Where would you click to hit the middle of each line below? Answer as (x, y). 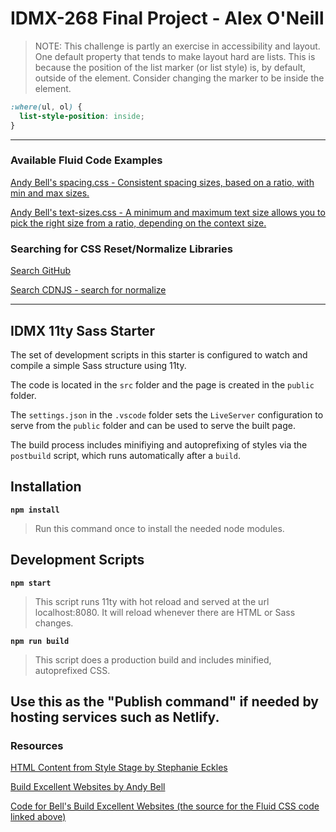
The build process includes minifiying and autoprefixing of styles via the (159, 444)
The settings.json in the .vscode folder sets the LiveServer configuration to (167, 414)
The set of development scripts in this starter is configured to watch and (159, 354)
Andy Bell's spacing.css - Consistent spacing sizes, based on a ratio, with (162, 182)
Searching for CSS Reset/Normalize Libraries (121, 249)
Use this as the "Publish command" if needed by (164, 701)
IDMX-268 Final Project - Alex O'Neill (167, 18)
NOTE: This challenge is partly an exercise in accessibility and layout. (177, 46)
